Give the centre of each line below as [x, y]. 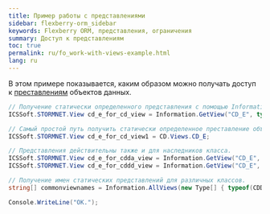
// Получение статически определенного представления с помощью [118, 107]
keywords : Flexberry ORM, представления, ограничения [100, 31]
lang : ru [23, 61]
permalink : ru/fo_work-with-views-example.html [90, 53]
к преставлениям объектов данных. [70, 92]
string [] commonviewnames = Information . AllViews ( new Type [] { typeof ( [131, 187]
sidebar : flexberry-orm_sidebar [62, 23]
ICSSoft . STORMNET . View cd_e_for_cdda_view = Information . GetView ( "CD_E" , [135, 158]
